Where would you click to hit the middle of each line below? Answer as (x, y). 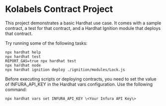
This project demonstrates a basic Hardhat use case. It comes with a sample (83, 23)
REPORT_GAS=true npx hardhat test (41, 61)
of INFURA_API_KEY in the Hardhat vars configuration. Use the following (79, 84)
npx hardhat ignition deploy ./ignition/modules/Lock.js (65, 70)
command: (16, 89)
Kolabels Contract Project (59, 9)
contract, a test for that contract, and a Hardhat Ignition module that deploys (83, 28)
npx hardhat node (23, 65)
